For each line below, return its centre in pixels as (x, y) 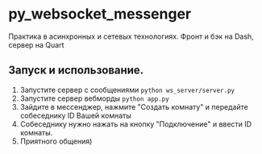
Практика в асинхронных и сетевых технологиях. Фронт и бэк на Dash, (131, 36)
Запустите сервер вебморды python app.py (94, 98)
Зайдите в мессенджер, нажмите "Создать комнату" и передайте (134, 106)
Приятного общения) (56, 141)
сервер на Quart (36, 44)
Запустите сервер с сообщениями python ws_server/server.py (127, 89)
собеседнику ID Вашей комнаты (75, 115)
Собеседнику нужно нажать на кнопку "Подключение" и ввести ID (136, 124)
